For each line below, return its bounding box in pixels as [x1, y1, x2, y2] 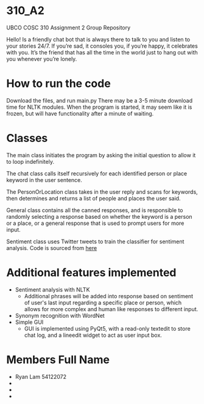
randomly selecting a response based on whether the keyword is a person [6, 213, 193, 220]
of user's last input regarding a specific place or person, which [24, 299, 182, 306]
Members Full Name [6, 353, 110, 367]
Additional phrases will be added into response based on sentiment [24, 292, 194, 299]
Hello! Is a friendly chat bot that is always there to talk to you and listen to [6, 35, 191, 43]
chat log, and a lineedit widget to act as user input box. [24, 331, 163, 339]
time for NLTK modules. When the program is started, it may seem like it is [6, 103, 192, 111]
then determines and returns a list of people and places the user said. [6, 194, 181, 202]
